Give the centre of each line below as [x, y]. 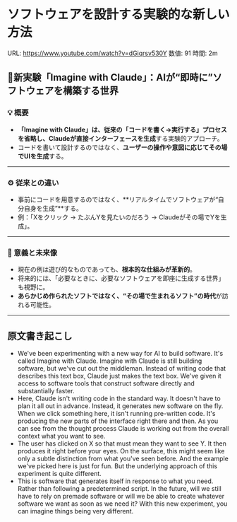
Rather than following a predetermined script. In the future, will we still [120, 489]
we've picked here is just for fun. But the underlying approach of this [117, 466]
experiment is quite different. [60, 474]
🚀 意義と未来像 [32, 253]
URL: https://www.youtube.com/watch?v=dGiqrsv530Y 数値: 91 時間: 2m [113, 53]
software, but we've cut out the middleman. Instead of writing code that [122, 369]
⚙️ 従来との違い [33, 182]
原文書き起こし [40, 336]
